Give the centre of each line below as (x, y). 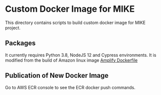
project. (13, 27)
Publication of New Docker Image (57, 76)
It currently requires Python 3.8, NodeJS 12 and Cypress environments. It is (81, 55)
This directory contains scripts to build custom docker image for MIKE (75, 23)
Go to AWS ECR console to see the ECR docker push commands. (70, 87)
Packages (20, 43)
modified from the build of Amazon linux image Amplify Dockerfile (71, 60)
